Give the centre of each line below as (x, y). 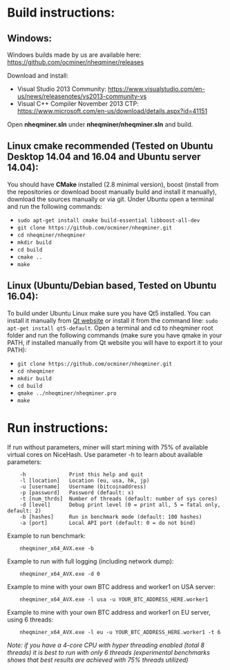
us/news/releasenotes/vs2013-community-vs (82, 96)
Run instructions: (58, 428)
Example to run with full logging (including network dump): (90, 561)
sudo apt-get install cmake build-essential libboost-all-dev (108, 220)
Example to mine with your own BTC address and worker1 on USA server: (111, 586)
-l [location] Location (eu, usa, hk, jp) (85, 481)
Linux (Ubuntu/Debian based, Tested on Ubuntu (112, 286)
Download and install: (38, 75)
